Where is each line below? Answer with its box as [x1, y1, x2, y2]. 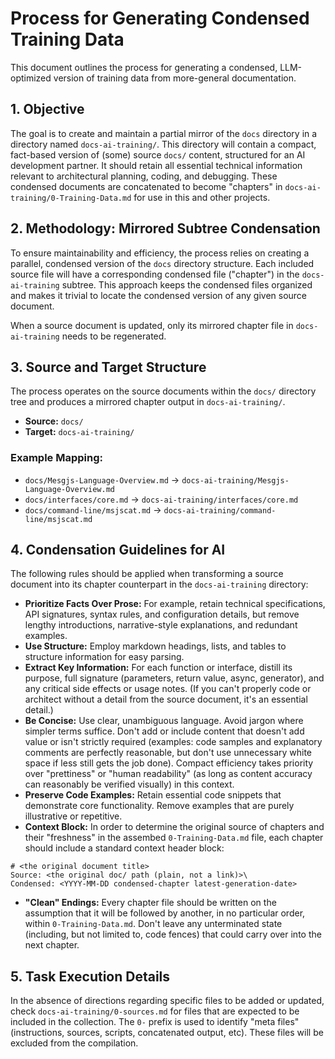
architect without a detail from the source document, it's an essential [24, 693, 308, 706]
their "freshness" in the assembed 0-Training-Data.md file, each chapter [24, 832, 324, 844]
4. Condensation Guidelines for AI [10, 542, 226, 559]
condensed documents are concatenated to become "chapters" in [10, 180, 283, 192]
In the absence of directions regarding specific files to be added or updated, [10, 995, 325, 1007]
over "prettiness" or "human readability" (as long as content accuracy [24, 768, 313, 780]
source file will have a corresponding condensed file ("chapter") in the [10, 268, 300, 280]
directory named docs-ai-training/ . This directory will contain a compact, [10, 138, 317, 150]
